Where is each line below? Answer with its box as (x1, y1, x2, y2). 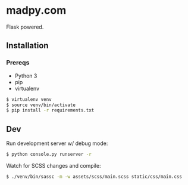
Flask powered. (6, 23, 44, 30)
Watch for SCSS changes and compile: (6, 162, 101, 169)
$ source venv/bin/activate (6, 102, 76, 108)
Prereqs (6, 58, 30, 67)
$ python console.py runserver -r (6, 152, 92, 158)
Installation (6, 41, 49, 51)
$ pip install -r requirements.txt (6, 107, 95, 113)
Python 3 (14, 72, 37, 79)
